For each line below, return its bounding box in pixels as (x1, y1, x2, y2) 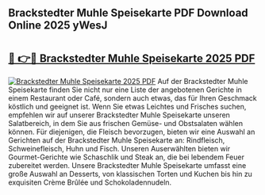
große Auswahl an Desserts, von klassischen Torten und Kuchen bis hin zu (8, 170, 252, 178)
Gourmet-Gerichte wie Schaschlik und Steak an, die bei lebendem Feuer (8, 152, 244, 162)
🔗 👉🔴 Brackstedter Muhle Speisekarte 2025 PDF (8, 52, 255, 65)
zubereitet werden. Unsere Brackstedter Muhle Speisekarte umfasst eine (8, 161, 247, 170)
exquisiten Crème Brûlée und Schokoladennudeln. (8, 178, 172, 187)
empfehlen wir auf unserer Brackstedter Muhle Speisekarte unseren (8, 110, 230, 120)
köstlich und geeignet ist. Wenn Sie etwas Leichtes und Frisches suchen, (8, 102, 247, 111)
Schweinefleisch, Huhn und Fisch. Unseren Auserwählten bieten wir (8, 144, 231, 153)
